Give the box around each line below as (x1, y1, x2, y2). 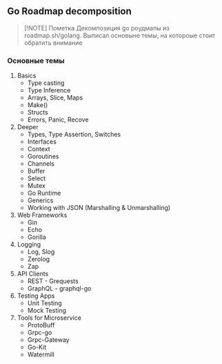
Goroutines (27, 152, 59, 161)
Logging (17, 240, 41, 249)
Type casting (27, 79, 65, 87)
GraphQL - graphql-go (27, 285, 92, 293)
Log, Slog (27, 248, 55, 256)
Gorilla (27, 233, 46, 241)
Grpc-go (27, 328, 52, 337)
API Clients (17, 269, 49, 278)
